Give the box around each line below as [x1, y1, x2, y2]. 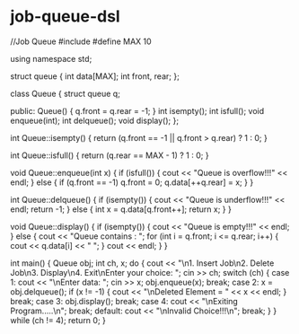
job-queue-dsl [10, 6, 120, 27]
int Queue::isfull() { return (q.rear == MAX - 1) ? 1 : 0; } [10, 150, 209, 161]
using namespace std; [10, 53, 92, 64]
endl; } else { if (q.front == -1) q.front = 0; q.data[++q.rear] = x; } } [10, 177, 254, 188]
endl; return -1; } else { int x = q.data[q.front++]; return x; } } [10, 204, 232, 215]
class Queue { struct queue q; [10, 88, 120, 99]
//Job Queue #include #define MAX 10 [10, 36, 152, 47]
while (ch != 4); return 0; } [10, 314, 107, 325]
